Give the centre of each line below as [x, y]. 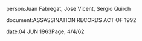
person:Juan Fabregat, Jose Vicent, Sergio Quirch [69, 9]
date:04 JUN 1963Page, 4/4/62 [45, 31]
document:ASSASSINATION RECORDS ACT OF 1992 [71, 20]
